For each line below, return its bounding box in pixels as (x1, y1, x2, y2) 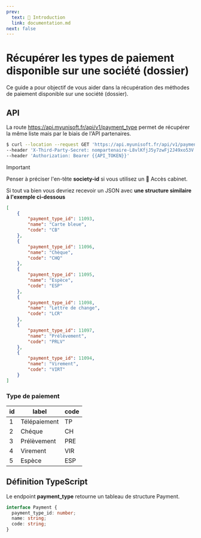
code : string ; (11, 521, 47, 527)
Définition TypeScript (6, 477, 88, 487)
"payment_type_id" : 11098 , (28, 299, 95, 306)
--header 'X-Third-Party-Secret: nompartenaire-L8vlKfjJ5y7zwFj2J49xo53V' (6, 147, 197, 153)
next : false (6, 25, 36, 32)
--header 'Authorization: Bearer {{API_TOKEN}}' (6, 152, 130, 159)
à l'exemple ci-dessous (6, 193, 66, 200)
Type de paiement (6, 392, 60, 400)
